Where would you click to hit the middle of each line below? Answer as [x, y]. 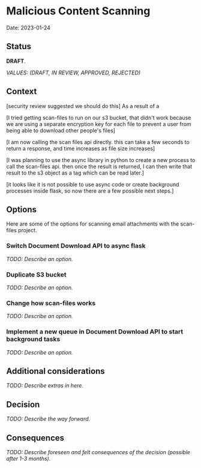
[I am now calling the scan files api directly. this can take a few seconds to [98, 142]
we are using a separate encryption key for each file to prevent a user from [99, 124]
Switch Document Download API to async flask [76, 246]
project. [27, 230]
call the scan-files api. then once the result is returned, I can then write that [99, 166]
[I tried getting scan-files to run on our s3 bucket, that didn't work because [99, 118]
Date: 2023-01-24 [28, 28]
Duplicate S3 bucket [37, 274]
